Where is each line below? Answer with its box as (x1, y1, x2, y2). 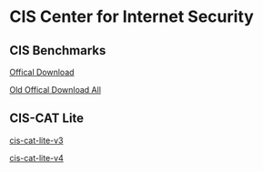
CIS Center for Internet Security (9, 6, 255, 27)
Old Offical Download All (9, 85, 102, 95)
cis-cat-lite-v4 (9, 152, 64, 163)
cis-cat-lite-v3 (9, 135, 64, 146)
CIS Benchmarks (9, 43, 106, 58)
